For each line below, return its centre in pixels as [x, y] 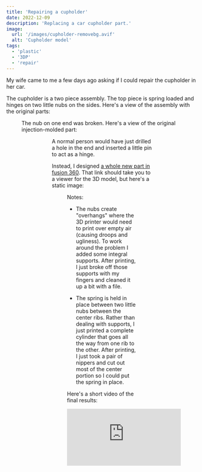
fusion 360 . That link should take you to [101, 172]
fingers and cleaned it [103, 279]
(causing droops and [102, 234]
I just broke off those [102, 267]
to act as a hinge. [73, 154]
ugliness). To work [99, 241]
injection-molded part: [49, 129]
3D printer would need [104, 222]
